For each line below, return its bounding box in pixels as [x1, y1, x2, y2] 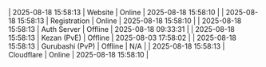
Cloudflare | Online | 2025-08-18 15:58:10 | [8, 50, 149, 59]
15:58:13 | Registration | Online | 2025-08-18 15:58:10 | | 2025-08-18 [17, 16, 242, 26]
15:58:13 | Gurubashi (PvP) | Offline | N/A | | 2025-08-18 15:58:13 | [8, 41, 225, 51]
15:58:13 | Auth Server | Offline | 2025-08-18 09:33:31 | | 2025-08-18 [8, 25, 236, 33]
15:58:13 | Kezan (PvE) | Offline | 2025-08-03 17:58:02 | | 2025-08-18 [8, 33, 237, 42]
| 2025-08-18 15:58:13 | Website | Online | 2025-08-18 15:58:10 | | [8, 8, 224, 17]
